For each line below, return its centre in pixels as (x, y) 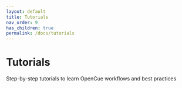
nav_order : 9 (22, 22)
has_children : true (30, 28)
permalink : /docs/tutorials (41, 33)
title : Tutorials (27, 17)
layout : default (26, 11)
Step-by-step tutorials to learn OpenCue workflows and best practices (91, 79)
